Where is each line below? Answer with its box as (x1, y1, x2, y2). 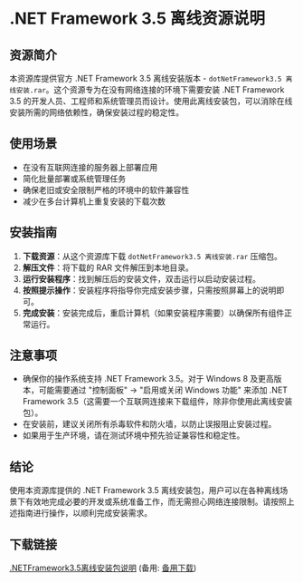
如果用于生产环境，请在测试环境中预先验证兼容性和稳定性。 (22, 430, 245, 441)
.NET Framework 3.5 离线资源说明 (9, 8, 266, 29)
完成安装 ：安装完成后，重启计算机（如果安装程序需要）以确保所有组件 (22, 307, 285, 318)
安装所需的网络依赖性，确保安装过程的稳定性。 (9, 107, 184, 118)
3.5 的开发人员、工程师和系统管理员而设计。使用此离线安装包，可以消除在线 (9, 96, 293, 106)
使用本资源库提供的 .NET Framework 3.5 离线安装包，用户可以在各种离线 (9, 485, 280, 496)
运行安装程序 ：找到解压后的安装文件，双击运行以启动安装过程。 (22, 273, 260, 284)
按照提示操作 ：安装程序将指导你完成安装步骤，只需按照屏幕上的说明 (22, 285, 277, 296)
